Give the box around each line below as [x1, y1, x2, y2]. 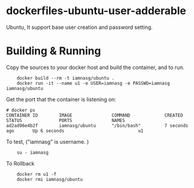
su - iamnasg [17, 149, 49, 156]
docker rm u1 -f [17, 171, 57, 177]
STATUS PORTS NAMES [6, 117, 126, 123]
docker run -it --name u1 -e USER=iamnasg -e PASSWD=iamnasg [17, 80, 170, 86]
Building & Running [6, 44, 101, 58]
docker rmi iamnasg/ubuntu [17, 176, 83, 182]
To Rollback [6, 160, 35, 167]
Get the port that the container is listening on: [6, 95, 117, 103]
